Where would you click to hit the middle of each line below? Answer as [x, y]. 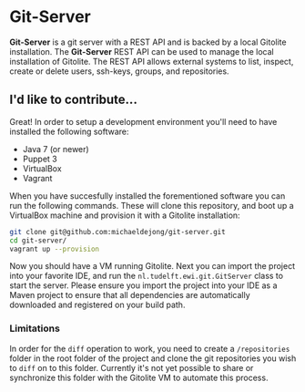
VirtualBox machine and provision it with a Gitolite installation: [125, 215]
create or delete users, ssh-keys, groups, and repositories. [119, 71]
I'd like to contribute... [74, 100]
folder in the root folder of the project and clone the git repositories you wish [153, 358]
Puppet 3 [40, 159]
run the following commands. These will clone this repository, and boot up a [152, 205]
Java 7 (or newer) [56, 149]
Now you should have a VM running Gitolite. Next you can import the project [152, 266]
